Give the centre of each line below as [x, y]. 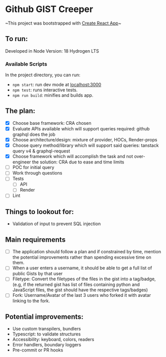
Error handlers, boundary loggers [47, 345]
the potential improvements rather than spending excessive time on [82, 257]
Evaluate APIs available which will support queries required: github [81, 128]
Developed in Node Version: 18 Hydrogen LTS [52, 51]
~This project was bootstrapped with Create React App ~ [63, 23]
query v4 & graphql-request [41, 151]
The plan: [20, 111]
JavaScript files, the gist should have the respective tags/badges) [80, 290]
